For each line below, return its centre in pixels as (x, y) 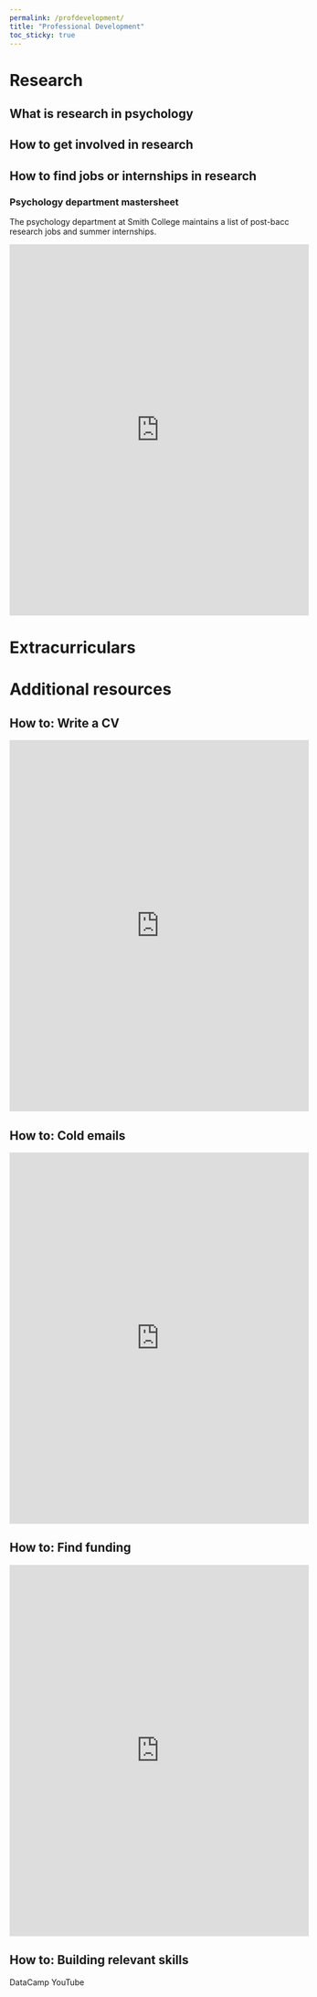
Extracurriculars (73, 648)
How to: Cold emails (68, 1136)
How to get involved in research (101, 145)
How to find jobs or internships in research (133, 176)
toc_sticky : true (42, 35)
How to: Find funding (70, 1548)
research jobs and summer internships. (83, 232)
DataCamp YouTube (47, 1982)
